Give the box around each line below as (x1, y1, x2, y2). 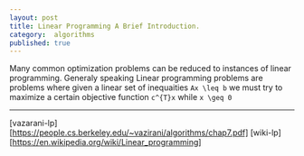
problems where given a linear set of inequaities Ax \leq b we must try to (9, 82, 283, 93)
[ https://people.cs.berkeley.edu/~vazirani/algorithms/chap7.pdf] (9, 127, 249, 138)
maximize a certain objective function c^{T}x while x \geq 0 (9, 92, 233, 103)
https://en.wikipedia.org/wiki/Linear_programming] (12, 137, 202, 148)
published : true (9, 38, 71, 48)
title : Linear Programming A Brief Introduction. (9, 22, 201, 31)
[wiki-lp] (250, 127, 282, 138)
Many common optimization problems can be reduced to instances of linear (9, 63, 292, 74)
